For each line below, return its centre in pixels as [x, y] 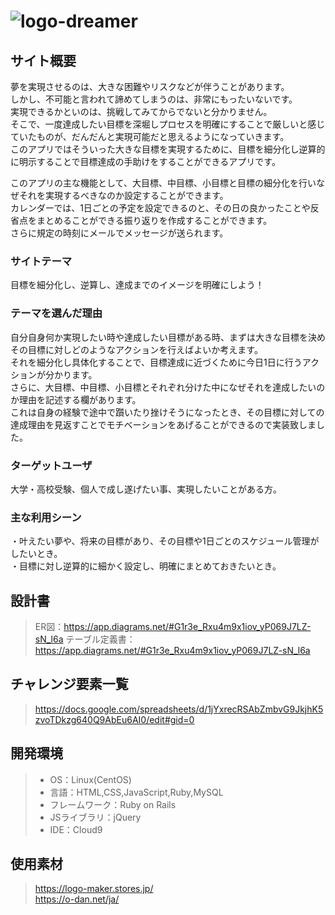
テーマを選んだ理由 [56, 313]
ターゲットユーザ [51, 465]
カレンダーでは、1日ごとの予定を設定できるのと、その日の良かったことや [160, 208]
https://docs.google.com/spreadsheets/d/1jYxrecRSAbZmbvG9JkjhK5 [179, 709]
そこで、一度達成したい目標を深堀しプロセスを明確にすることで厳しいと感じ [168, 124]
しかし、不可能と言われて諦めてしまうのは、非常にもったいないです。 [154, 99]
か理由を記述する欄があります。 [76, 399]
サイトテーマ [41, 261]
